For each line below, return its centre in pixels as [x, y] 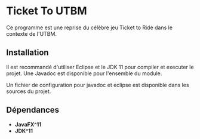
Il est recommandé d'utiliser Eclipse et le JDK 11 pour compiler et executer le [100, 67]
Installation [27, 53]
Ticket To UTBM [47, 11]
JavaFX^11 [28, 124]
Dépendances [33, 110]
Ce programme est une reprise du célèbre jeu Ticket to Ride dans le [90, 27]
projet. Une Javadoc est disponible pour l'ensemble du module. [84, 73]
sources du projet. [29, 91]
